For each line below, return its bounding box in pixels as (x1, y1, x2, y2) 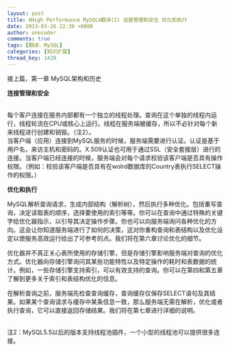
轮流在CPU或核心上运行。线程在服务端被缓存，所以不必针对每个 (30, 119, 212, 128)
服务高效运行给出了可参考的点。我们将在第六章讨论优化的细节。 (25, 234, 205, 242)
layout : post (7, 10, 44, 17)
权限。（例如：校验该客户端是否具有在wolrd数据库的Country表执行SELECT (7, 162, 216, 170)
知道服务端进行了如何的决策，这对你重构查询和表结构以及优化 (42, 226, 217, 234)
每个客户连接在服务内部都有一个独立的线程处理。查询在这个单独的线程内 (7, 110, 211, 119)
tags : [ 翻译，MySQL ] (7, 42, 63, 49)
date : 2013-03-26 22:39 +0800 (7, 23, 94, 29)
